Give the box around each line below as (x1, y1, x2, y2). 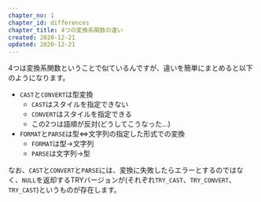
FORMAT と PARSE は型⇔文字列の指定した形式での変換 (19, 129, 186, 138)
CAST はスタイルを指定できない (31, 100, 129, 109)
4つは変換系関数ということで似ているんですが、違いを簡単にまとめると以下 (8, 64, 253, 73)
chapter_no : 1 (8, 11, 55, 20)
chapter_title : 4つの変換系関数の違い (8, 26, 123, 34)
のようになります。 (8, 73, 70, 83)
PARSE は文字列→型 (31, 149, 90, 158)
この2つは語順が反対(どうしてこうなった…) (31, 119, 171, 129)
